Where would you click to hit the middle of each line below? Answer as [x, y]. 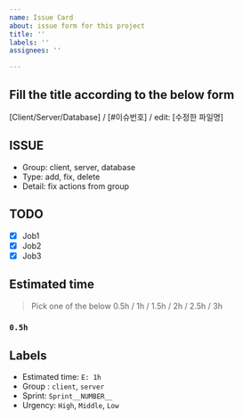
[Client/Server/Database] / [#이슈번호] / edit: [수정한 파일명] [117, 117]
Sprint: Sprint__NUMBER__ [67, 396]
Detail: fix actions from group [75, 186]
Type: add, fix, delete [61, 177]
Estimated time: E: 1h [61, 377]
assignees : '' [36, 51]
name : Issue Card [41, 17]
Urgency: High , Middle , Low [70, 406]
